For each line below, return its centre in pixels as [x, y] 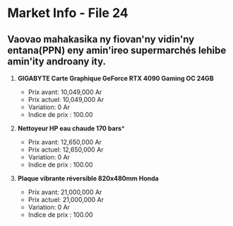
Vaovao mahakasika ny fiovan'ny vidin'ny [101, 39]
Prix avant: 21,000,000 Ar [65, 192]
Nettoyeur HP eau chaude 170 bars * [71, 128]
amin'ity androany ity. [57, 61]
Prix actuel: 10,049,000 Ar [66, 100]
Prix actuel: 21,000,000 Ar [66, 199]
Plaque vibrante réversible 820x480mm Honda [88, 178]
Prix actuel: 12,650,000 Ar [66, 149]
